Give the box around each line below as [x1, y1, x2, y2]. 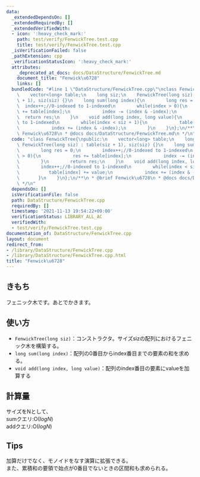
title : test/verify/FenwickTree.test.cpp [17, 42, 121, 48]
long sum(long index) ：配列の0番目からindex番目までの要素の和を [14, 349, 179, 357]
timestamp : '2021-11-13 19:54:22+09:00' [11, 208, 113, 215]
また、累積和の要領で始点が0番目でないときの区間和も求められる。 [6, 464, 171, 472]
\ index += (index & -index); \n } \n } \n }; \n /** [17, 125, 193, 131]
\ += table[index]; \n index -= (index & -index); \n [17, 109, 177, 114]
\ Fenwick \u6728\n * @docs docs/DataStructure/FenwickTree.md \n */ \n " [17, 131, 196, 137]
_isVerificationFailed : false [11, 48, 86, 54]
